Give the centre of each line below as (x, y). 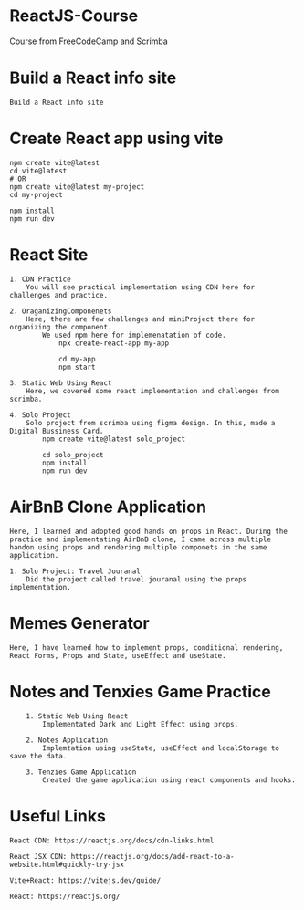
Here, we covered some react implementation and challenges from (153, 391)
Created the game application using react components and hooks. (169, 780)
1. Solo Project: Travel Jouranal (75, 571)
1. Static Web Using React (77, 716)
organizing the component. (61, 327)
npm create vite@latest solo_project (114, 439)
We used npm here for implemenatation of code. (134, 335)
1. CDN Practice (40, 279)
